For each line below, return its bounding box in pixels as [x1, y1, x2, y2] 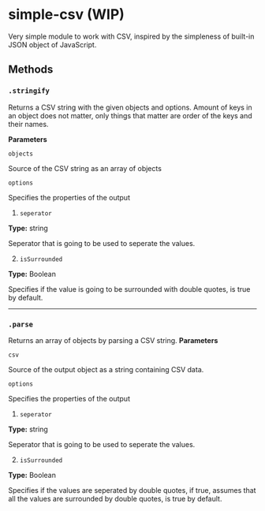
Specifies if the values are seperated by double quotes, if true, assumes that [8, 485, 256, 494]
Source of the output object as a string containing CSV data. [8, 364, 204, 374]
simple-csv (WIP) [8, 6, 125, 24]
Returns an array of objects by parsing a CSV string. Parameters [8, 335, 218, 345]
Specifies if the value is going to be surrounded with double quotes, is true [8, 284, 251, 293]
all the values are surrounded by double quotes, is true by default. [8, 494, 222, 503]
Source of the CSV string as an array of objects [8, 163, 162, 173]
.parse [8, 319, 34, 329]
